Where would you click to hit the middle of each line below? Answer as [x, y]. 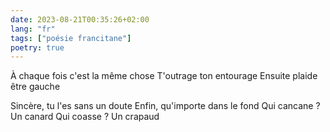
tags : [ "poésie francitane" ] [71, 38]
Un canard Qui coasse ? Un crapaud [85, 117]
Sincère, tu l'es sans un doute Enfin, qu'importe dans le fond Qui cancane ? [165, 106]
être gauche [35, 87]
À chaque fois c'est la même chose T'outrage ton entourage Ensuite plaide [164, 76]
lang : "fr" [33, 29]
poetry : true [37, 47]
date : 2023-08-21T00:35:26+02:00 [80, 19]
